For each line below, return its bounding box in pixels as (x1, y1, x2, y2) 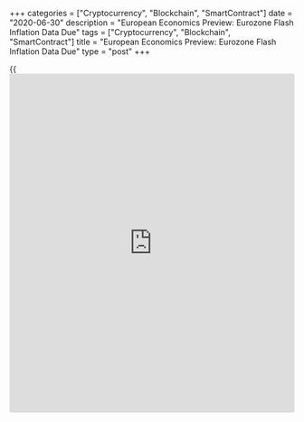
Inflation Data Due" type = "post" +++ (9, 46, 151, 57)
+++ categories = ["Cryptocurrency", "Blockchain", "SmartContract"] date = (9, 8, 293, 18)
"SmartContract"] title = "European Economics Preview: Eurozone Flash (9, 36, 277, 47)
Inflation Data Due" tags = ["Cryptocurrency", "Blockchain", (9, 27, 231, 37)
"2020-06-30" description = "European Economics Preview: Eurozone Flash (9, 17, 294, 28)
